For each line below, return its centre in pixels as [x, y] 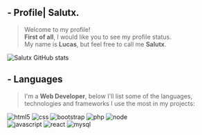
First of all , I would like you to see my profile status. [98, 37]
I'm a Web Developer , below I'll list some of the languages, [108, 96]
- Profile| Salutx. [43, 13]
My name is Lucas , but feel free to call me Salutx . [95, 44]
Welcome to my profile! [57, 29]
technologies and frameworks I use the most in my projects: [109, 103]
